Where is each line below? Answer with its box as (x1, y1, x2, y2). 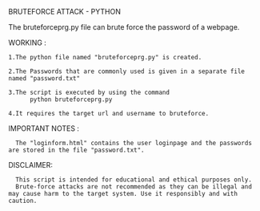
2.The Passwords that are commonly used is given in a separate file (8, 67, 246, 75)
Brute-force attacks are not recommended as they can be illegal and (15, 183, 252, 191)
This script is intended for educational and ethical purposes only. (15, 176, 252, 184)
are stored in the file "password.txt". (8, 146, 146, 154)
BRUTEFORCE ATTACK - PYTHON (8, 7, 122, 16)
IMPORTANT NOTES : (8, 124, 80, 133)
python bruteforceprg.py (29, 95, 113, 103)
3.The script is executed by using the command (8, 88, 170, 96)
